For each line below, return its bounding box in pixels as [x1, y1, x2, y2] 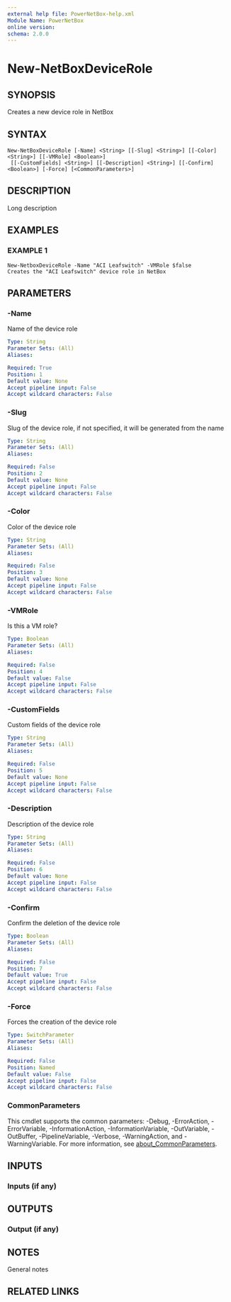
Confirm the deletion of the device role [7, 919, 120, 927]
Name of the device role [7, 324, 78, 333]
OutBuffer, [7, 1132, 38, 1140]
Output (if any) [7, 1225, 59, 1235]
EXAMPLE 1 [7, 245, 48, 255]
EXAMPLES [7, 224, 59, 236]
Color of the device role [7, 522, 77, 531]
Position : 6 [7, 866, 43, 873]
